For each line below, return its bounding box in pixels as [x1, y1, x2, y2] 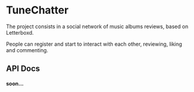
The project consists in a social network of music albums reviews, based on [6, 23, 189, 30]
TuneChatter [6, 4, 69, 17]
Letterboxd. [6, 29, 34, 36]
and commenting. [6, 46, 49, 53]
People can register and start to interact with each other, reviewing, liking [6, 40, 182, 47]
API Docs [6, 64, 40, 74]
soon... [6, 80, 24, 87]
